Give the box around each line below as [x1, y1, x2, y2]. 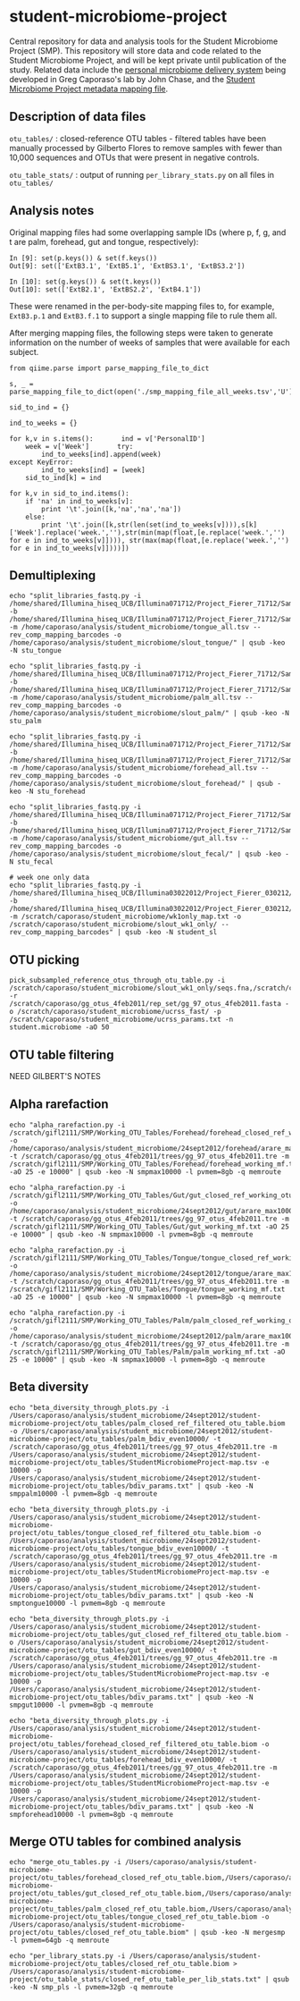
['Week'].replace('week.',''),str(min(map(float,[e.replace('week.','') [9, 528, 286, 537]
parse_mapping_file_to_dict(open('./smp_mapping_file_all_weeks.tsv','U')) [9, 387, 297, 396]
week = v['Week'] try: [25, 442, 134, 451]
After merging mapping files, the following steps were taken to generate [9, 327, 274, 338]
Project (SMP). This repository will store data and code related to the [9, 45, 262, 55]
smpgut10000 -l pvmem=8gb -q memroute [9, 1701, 154, 1710]
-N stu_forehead [25, 787, 87, 797]
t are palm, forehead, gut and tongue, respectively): [9, 236, 199, 247]
